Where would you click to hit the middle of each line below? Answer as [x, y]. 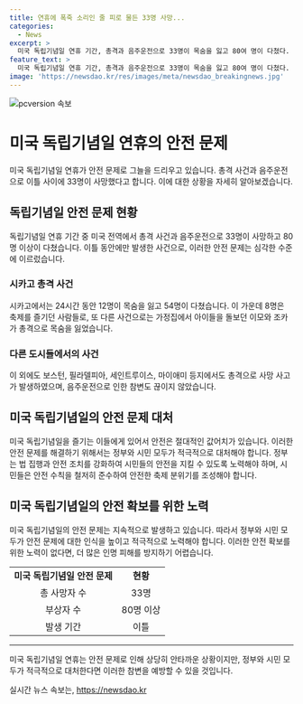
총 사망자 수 [64, 593]
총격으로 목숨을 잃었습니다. [66, 328]
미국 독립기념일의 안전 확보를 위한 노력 [109, 507]
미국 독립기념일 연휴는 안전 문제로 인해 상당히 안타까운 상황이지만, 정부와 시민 [145, 659]
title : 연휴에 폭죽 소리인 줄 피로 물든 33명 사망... [97, 18]
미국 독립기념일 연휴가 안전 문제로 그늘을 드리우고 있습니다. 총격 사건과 [133, 170]
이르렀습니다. [42, 258]
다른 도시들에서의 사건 [54, 353]
